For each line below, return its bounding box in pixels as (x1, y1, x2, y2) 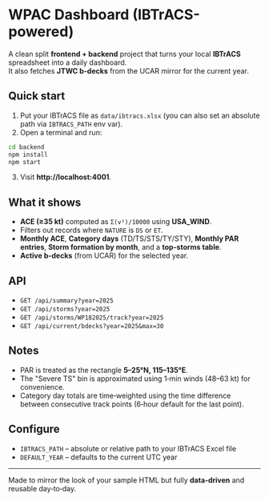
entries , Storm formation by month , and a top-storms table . (19, 242, 222, 252)
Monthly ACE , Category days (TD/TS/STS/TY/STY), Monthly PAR (19, 234, 239, 243)
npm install (8, 150, 48, 158)
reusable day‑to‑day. (8, 483, 77, 493)
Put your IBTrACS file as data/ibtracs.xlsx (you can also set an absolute (19, 110, 260, 120)
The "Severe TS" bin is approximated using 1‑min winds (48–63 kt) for (19, 374, 251, 383)
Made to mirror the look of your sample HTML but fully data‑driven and (8, 475, 245, 485)
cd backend (8, 142, 45, 151)
